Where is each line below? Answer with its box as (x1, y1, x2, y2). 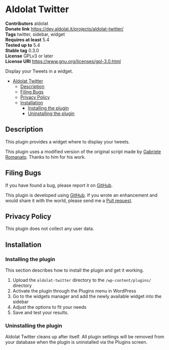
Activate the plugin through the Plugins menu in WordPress (12, 288, 137, 294)
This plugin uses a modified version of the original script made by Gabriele (5, 149, 161, 155)
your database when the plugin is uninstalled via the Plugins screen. (5, 339, 148, 345)
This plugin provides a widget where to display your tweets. (5, 138, 130, 144)
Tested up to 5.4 (5, 42, 41, 48)
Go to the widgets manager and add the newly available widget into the (12, 294, 162, 300)
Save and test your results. (12, 309, 69, 316)
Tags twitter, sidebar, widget (5, 31, 65, 37)
